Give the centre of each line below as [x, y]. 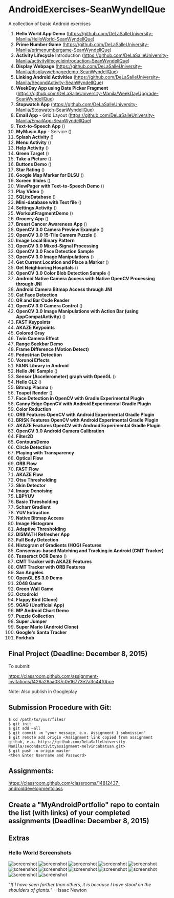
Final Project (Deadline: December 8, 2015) [78, 654]
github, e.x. [22, 742]
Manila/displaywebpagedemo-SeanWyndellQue [66, 71]
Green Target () [32, 153]
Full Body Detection [37, 539]
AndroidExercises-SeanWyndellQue [87, 9]
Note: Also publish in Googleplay [43, 691]
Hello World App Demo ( [42, 33]
